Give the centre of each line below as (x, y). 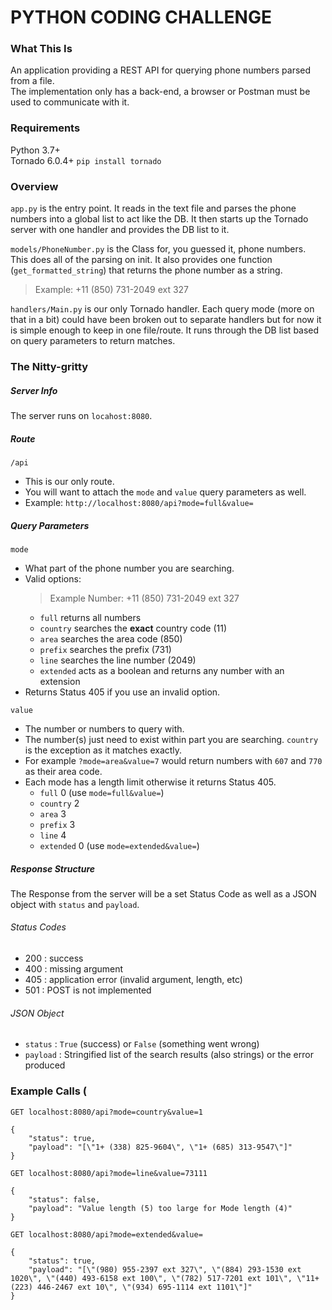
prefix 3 (57, 824)
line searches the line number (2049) (118, 660)
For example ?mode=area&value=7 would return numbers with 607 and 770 (173, 760)
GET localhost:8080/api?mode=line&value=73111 (109, 1173)
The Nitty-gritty (49, 366)
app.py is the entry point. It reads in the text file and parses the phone (153, 208)
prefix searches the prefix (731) (105, 649)
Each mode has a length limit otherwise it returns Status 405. (150, 782)
